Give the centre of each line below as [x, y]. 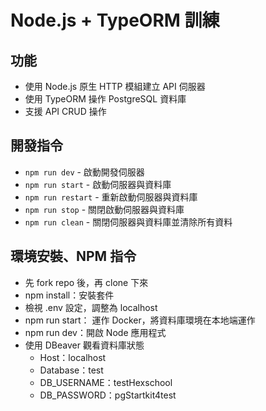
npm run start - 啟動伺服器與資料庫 [98, 184]
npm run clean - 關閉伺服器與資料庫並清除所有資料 [128, 222]
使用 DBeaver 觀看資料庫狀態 [84, 345]
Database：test [71, 370]
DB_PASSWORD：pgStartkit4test [108, 395]
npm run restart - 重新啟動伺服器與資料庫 [111, 197]
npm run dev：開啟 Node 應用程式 [95, 332]
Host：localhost [73, 357]
